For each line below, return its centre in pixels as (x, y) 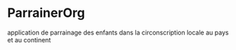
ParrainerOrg (46, 13)
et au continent (29, 39)
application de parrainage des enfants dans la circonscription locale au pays (118, 32)
